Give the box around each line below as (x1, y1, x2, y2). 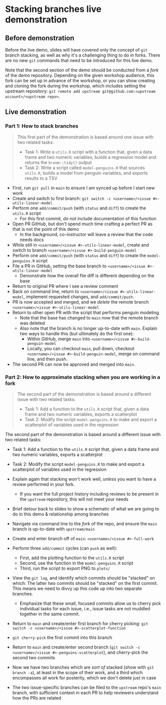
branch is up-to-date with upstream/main (12, 526, 95, 532)
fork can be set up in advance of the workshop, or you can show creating (5, 78, 155, 83)
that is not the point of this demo (12, 226, 79, 232)
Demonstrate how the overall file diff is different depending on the (19, 272, 155, 278)
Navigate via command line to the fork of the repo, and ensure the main (12, 520, 158, 526)
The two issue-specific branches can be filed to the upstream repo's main (12, 684, 161, 690)
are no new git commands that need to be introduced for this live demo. (5, 58, 153, 63)
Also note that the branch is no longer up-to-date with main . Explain (19, 325, 158, 331)
